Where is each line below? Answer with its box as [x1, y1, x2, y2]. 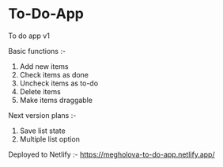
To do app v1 [8, 31, 50, 40]
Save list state [19, 126, 66, 135]
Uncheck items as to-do [19, 78, 99, 88]
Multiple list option [19, 134, 81, 143]
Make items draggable [19, 95, 93, 104]
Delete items [19, 86, 61, 96]
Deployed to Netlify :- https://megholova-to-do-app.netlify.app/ [8, 150, 215, 159]
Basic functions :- [8, 46, 66, 55]
